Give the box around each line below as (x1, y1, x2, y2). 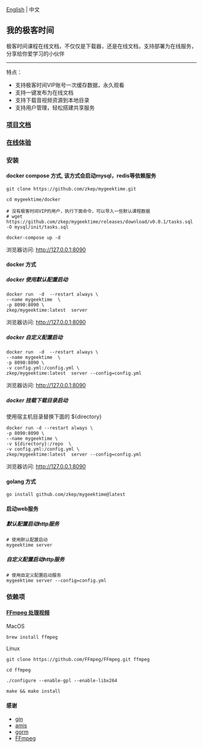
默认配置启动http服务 (6, 520, 59, 527)
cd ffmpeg (6, 667, 31, 673)
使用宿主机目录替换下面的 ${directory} (6, 413, 102, 421)
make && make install (6, 688, 61, 694)
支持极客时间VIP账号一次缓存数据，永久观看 (14, 81, 125, 88)
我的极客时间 (6, 25, 54, 36)
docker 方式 (6, 261, 36, 268)
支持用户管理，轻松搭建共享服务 (14, 104, 95, 111)
